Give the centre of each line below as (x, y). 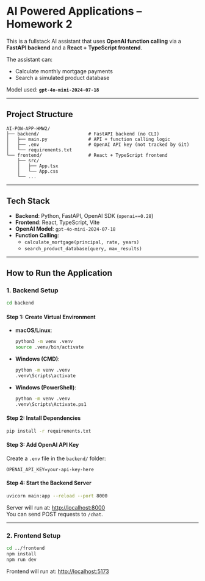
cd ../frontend (26, 548)
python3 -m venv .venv (44, 342)
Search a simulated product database (62, 78)
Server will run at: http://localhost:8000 (56, 507)
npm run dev (21, 560)
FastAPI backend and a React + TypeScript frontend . (74, 48)
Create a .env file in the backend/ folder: (56, 458)
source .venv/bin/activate (49, 347)
